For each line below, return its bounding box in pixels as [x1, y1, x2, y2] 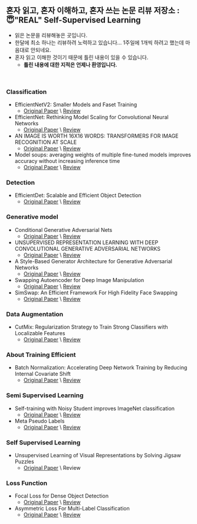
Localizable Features [14, 330, 65, 336]
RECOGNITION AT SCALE [14, 139, 77, 146]
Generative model [6, 213, 58, 221]
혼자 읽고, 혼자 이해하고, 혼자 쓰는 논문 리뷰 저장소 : [6, 5, 180, 16]
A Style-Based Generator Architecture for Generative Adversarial [14, 257, 173, 264]
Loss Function [6, 479, 48, 487]
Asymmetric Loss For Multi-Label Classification [14, 505, 130, 512]
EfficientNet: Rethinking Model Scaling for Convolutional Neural [14, 114, 169, 121]
